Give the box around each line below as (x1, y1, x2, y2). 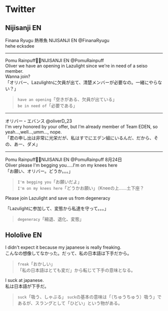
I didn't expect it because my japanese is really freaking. (5, 244, 121, 250)
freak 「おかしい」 (17, 261, 55, 267)
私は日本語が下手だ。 (5, 283, 49, 289)
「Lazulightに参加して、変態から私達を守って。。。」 (5, 206, 109, 211)
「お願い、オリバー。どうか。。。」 (5, 168, 73, 174)
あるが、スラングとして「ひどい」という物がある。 (17, 300, 122, 306)
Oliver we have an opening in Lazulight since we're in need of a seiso (5, 63, 147, 69)
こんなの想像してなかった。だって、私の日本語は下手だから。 (5, 250, 132, 256)
